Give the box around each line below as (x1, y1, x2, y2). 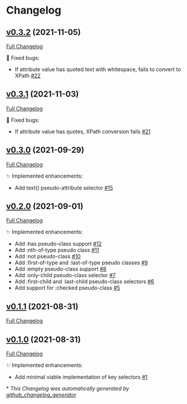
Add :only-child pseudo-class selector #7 (14, 272, 116, 279)
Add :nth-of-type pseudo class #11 (14, 246, 99, 254)
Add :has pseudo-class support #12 (14, 241, 102, 248)
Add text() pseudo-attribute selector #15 (14, 184, 114, 191)
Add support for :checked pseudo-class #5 (14, 284, 120, 291)
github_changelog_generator (6, 392, 77, 399)
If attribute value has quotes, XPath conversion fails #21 (14, 128, 151, 135)
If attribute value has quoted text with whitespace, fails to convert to (14, 66, 182, 73)
